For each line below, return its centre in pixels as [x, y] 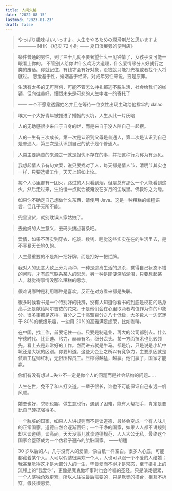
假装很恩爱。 [41, 483]
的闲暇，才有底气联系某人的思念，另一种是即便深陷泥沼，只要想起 [88, 274]
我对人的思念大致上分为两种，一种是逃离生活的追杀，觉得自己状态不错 [92, 268]
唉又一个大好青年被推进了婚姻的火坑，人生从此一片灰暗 [76, 116]
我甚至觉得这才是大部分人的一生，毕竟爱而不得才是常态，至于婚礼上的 [92, 464]
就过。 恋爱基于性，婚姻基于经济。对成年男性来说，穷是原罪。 [84, 76]
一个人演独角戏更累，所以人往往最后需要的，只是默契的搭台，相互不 [90, 477]
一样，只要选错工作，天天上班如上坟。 [58, 172]
